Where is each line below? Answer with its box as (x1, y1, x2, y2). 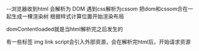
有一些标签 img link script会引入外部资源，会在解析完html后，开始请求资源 (6, 38, 191, 45)
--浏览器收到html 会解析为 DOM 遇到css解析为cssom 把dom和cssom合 (6, 5, 183, 12)
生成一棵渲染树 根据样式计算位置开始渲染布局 (11, 13, 124, 20)
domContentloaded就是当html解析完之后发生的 (6, 26, 124, 32)
